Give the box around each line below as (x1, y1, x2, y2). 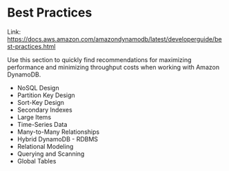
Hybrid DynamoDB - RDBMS (17, 134, 99, 143)
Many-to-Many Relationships (17, 128, 100, 136)
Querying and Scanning (17, 150, 85, 158)
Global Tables (17, 157, 57, 165)
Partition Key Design (17, 91, 76, 99)
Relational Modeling (17, 142, 74, 150)
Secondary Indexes (17, 105, 72, 114)
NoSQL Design (17, 83, 60, 92)
